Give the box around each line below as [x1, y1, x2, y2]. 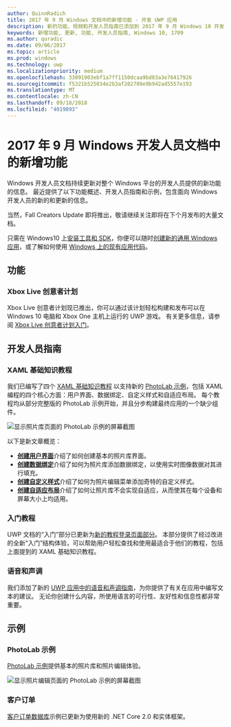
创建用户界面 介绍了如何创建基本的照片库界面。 [16, 451, 150, 460]
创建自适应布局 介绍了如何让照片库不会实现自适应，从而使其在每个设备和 [16, 486, 222, 495]
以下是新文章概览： [7, 437, 62, 445]
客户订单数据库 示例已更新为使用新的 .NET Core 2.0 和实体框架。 [7, 712, 189, 720]
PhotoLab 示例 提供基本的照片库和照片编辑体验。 [7, 662, 144, 670]
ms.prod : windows [7, 55, 57, 62]
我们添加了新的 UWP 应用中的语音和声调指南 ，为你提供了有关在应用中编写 [7, 583, 218, 592]
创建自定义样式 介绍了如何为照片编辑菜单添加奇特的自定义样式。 [16, 478, 198, 486]
